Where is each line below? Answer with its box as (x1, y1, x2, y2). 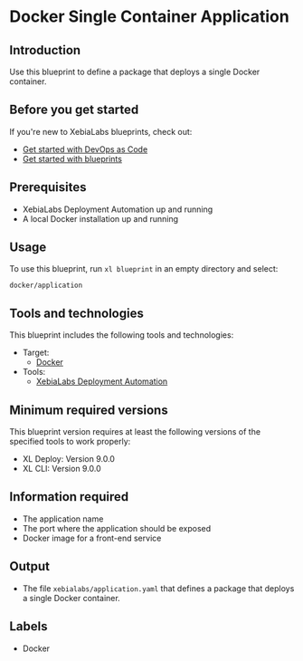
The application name (22, 513, 104, 524)
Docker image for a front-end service (22, 532, 162, 543)
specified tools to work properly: (9, 436, 131, 447)
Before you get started (9, 102, 139, 118)
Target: (22, 347, 50, 359)
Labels (9, 618, 48, 635)
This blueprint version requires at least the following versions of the (9, 426, 260, 437)
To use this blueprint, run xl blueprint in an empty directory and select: (9, 263, 279, 274)
